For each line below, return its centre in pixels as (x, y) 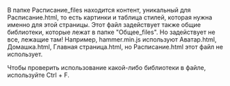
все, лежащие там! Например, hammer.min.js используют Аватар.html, (112, 40)
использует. (25, 54)
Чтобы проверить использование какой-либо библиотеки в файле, (107, 68)
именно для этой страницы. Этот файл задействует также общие (104, 25)
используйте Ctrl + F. (38, 75)
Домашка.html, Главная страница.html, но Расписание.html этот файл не (115, 47)
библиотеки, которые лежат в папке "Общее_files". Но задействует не (111, 32)
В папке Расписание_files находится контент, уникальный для (99, 10)
